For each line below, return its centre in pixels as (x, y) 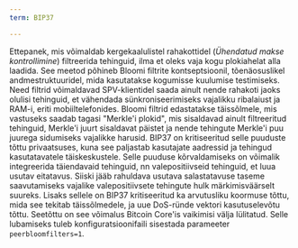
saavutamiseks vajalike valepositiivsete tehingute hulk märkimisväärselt (142, 185)
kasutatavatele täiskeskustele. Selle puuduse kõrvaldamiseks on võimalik (145, 156)
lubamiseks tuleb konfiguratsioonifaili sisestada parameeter (120, 224)
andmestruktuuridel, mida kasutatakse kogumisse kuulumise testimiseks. (145, 80)
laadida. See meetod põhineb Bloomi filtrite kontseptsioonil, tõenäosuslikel (147, 70)
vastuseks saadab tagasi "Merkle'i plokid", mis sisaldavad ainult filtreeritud (148, 118)
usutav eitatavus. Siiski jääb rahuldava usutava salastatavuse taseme (137, 176)
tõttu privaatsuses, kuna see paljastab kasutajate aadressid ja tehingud (141, 147)
